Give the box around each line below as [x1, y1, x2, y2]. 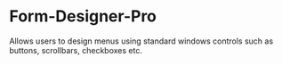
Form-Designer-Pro [9, 6, 157, 27]
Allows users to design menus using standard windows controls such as [9, 36, 274, 46]
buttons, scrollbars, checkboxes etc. [9, 44, 142, 55]
